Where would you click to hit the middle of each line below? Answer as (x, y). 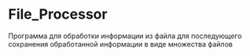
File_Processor (58, 14)
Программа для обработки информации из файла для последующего (125, 36)
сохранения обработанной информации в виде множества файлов (121, 44)
